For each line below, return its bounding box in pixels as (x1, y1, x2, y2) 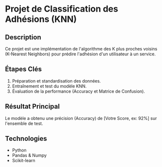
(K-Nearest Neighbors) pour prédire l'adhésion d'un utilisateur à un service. (5, 51, 156, 57)
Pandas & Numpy (12, 152, 47, 158)
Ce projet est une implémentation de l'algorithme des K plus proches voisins (5, 46, 158, 51)
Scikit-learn (12, 158, 35, 164)
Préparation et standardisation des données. (12, 78, 101, 83)
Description (5, 33, 41, 41)
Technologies (5, 134, 48, 143)
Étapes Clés (5, 65, 42, 73)
